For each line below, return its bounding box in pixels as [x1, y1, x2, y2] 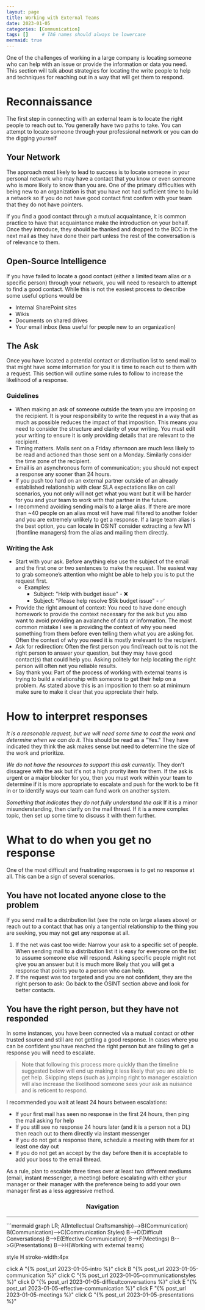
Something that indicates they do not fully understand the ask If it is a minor [6, 799, 198, 806]
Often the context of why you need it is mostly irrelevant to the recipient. [15, 636, 198, 644]
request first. [15, 577, 48, 585]
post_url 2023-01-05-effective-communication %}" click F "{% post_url [6, 1284, 186, 1292]
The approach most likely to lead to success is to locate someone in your [6, 168, 190, 176]
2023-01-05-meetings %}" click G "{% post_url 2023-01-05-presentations [6, 1291, 194, 1298]
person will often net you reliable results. [15, 662, 118, 669]
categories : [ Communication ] [6, 26, 81, 32]
